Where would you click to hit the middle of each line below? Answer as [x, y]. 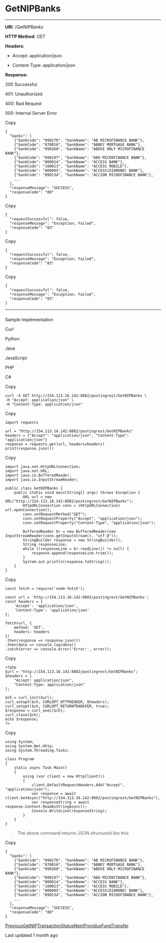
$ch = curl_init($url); [30, 697]
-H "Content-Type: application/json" [44, 404]
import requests [22, 422]
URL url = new [37, 497]
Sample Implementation [29, 320]
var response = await [54, 793]
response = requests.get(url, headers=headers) [55, 444]
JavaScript [16, 358]
